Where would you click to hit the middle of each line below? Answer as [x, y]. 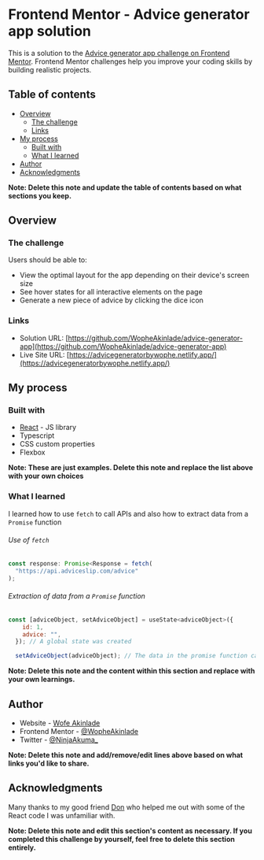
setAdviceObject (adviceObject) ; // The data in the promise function [131, 656]
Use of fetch [29, 540]
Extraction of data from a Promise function [77, 596]
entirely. [22, 847]
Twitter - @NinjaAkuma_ [59, 740]
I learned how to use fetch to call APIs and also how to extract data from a [128, 513]
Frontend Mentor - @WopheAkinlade [79, 731]
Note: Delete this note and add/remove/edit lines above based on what [126, 754]
